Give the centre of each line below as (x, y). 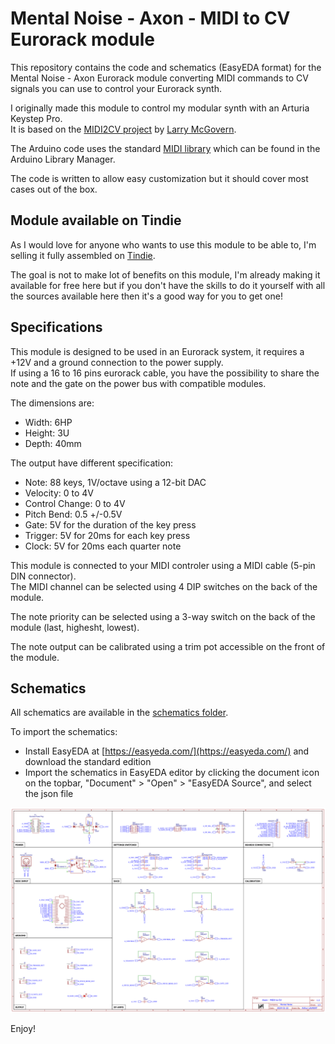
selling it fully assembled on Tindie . (83, 255)
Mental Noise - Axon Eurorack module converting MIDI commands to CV (159, 78)
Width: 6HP (48, 422)
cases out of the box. (54, 189)
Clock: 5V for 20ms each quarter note (103, 546)
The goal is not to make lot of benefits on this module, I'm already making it (165, 274)
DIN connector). (43, 576)
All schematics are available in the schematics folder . (119, 713)
